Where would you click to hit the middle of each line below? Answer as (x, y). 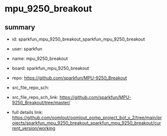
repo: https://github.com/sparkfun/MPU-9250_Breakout (69, 78)
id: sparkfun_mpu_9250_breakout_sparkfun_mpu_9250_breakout (78, 39)
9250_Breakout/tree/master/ (41, 102)
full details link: (27, 112)
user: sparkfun (27, 49)
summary (20, 27)
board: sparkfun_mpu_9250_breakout (50, 68)
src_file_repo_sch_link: (35, 97)
